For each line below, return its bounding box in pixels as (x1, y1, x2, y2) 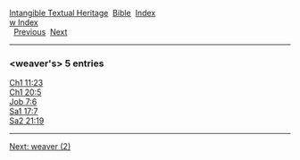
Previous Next (12, 27, 68, 37)
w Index (9, 17, 38, 28)
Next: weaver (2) (9, 141, 71, 152)
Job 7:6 (9, 97, 37, 107)
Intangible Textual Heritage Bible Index (9, 8, 156, 18)
